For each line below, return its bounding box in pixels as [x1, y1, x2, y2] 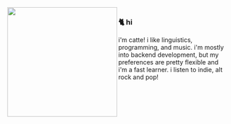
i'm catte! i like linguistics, [118, 36, 193, 44]
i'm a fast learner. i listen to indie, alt [118, 66, 223, 74]
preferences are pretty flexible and [118, 58, 219, 67]
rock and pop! [118, 73, 159, 81]
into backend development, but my [118, 50, 219, 59]
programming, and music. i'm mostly [118, 43, 225, 52]
